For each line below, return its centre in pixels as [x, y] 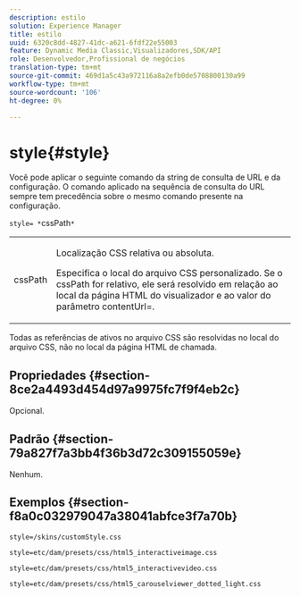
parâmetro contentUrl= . [105, 307]
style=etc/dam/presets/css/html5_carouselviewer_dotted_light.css [135, 584]
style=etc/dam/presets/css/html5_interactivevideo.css [113, 568]
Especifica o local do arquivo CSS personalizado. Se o [169, 273]
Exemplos [37, 503]
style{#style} [59, 152]
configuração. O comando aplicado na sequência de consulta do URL [137, 187]
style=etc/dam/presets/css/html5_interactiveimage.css [113, 552]
